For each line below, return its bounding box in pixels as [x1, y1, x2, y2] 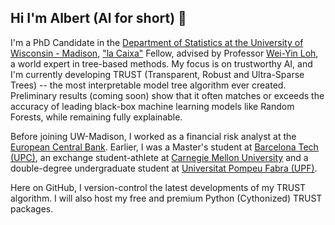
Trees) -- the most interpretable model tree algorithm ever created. [10, 79, 287, 91]
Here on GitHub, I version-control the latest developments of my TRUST [10, 181, 307, 193]
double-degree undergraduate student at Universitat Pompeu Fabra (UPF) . [10, 162, 318, 174]
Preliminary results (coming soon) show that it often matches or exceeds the [10, 89, 325, 101]
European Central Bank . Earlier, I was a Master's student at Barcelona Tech [10, 141, 319, 153]
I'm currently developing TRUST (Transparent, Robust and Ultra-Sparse [10, 68, 305, 80]
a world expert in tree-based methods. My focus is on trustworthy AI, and [10, 57, 313, 70]
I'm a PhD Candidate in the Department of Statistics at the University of [10, 36, 304, 48]
